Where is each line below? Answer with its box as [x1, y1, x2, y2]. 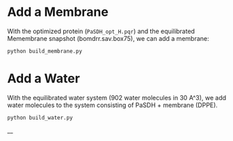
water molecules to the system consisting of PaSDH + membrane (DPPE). [7, 101, 218, 109]
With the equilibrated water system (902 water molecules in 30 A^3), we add [7, 93, 227, 102]
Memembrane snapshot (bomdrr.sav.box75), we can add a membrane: [7, 34, 209, 42]
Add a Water [7, 70, 80, 86]
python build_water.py [7, 114, 73, 121]
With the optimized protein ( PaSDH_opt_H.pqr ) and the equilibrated [7, 27, 195, 35]
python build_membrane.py [7, 48, 82, 55]
